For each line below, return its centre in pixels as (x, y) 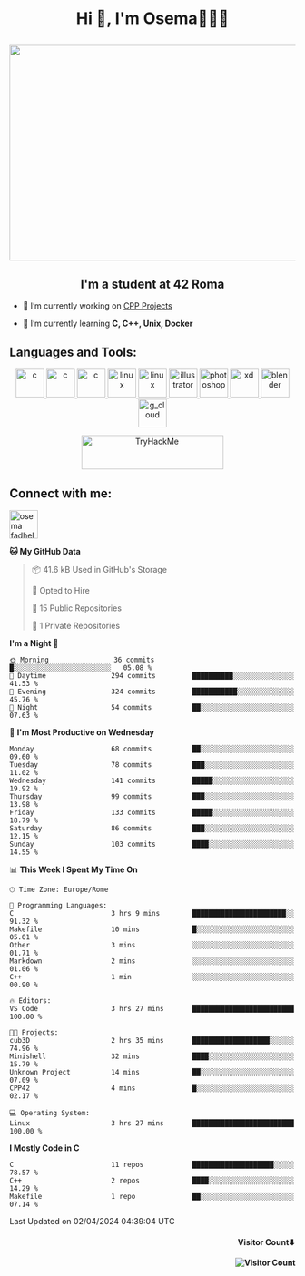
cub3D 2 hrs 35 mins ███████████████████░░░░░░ (152, 1041)
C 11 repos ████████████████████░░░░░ (152, 1165)
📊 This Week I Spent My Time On (74, 869)
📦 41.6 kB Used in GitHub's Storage (99, 570)
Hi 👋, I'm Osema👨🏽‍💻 (152, 19)
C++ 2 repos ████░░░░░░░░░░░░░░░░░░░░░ (152, 1181)
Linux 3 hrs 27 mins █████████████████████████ (152, 1124)
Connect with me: (61, 493)
